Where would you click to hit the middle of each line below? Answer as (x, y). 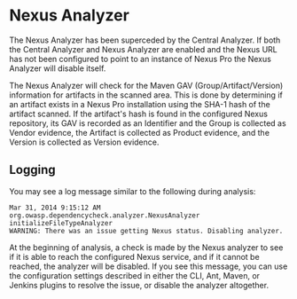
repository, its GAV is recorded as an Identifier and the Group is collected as (148, 123)
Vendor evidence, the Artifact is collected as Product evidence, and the (140, 132)
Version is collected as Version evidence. (84, 142)
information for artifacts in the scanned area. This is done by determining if (146, 95)
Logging (32, 170)
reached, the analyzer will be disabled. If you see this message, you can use (148, 266)
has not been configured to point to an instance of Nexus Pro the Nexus (141, 59)
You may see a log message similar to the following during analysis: (133, 191)
